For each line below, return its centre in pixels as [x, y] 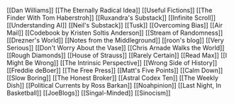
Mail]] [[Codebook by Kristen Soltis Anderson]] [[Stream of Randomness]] [115, 33]
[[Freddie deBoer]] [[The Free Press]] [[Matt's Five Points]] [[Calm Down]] [115, 70]
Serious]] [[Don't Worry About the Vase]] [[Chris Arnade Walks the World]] [116, 48]
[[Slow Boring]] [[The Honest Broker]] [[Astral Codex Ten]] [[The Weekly [113, 78]
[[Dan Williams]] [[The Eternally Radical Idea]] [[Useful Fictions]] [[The [110, 10]
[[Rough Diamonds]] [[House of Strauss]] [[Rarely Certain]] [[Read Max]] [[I [117, 55]
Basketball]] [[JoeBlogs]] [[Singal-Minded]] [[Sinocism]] [89, 93]
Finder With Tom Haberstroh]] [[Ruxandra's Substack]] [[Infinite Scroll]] [111, 18]
